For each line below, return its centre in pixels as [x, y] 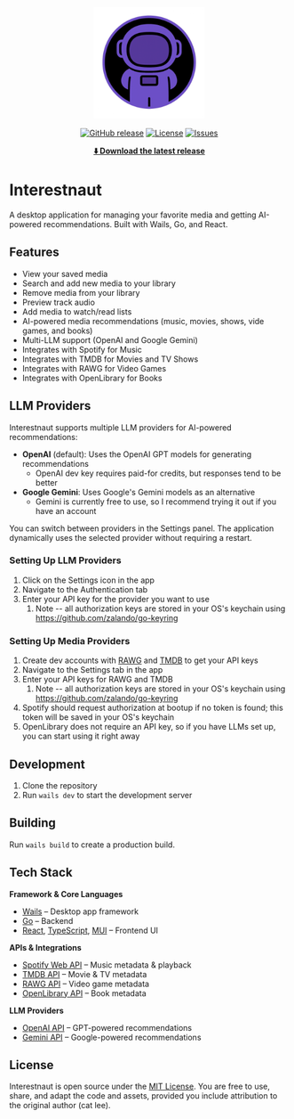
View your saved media [65, 274]
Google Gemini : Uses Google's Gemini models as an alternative [139, 492]
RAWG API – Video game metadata [85, 984]
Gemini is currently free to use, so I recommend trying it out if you [156, 502]
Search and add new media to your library [99, 283]
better [46, 482]
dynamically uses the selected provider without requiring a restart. [131, 537]
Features [34, 253]
